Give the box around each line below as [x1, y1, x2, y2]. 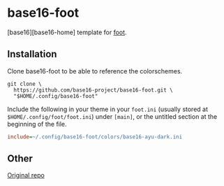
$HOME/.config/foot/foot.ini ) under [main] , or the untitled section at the [7, 112, 218, 120]
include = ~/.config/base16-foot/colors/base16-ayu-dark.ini [7, 133, 183, 141]
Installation [7, 48, 57, 60]
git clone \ [7, 80, 42, 87]
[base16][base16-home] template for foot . [7, 28, 127, 36]
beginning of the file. [7, 120, 68, 128]
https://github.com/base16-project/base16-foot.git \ [13, 86, 173, 94]
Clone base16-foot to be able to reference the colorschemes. [7, 66, 183, 75]
